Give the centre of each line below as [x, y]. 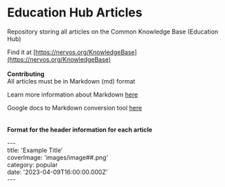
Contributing [26, 74]
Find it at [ [21, 52]
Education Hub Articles [75, 13]
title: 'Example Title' [35, 150]
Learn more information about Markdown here [73, 95]
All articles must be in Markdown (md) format [71, 81]
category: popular [33, 164]
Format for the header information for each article [80, 129]
